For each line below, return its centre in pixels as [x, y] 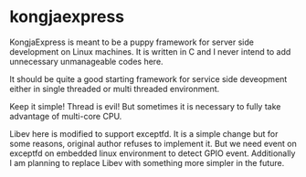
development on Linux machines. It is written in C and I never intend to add [150, 51]
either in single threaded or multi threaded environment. [115, 88]
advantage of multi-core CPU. [66, 116]
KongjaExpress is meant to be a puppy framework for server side [132, 42]
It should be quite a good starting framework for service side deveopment [148, 78]
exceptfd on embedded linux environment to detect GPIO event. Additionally [153, 153]
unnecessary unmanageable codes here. [86, 61]
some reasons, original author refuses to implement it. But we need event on [153, 143]
